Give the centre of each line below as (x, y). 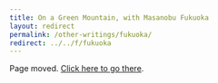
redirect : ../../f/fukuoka (60, 43)
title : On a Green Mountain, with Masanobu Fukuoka (109, 18)
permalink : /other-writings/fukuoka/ (81, 34)
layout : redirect (42, 26)
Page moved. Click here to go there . (77, 69)
